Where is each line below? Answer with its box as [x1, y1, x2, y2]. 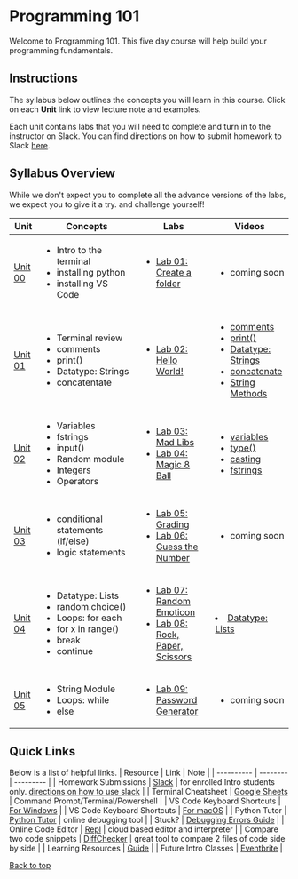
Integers [56, 464, 91, 476]
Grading [155, 518, 190, 531]
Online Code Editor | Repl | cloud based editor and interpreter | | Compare [9, 824, 279, 835]
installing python [56, 266, 126, 278]
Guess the [155, 540, 199, 553]
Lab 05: [155, 507, 188, 519]
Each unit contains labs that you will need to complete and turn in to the [9, 121, 271, 132]
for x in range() [56, 622, 120, 635]
